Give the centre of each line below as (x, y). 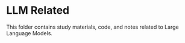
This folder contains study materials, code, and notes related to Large (92, 27)
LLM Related (38, 10)
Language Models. (30, 33)
